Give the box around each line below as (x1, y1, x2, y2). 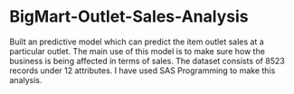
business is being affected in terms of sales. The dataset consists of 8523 (9, 55, 285, 66)
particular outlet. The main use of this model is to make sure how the (9, 45, 265, 56)
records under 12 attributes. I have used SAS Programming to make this (9, 65, 276, 76)
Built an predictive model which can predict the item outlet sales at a (9, 36, 264, 47)
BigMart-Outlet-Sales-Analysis (9, 6, 249, 27)
